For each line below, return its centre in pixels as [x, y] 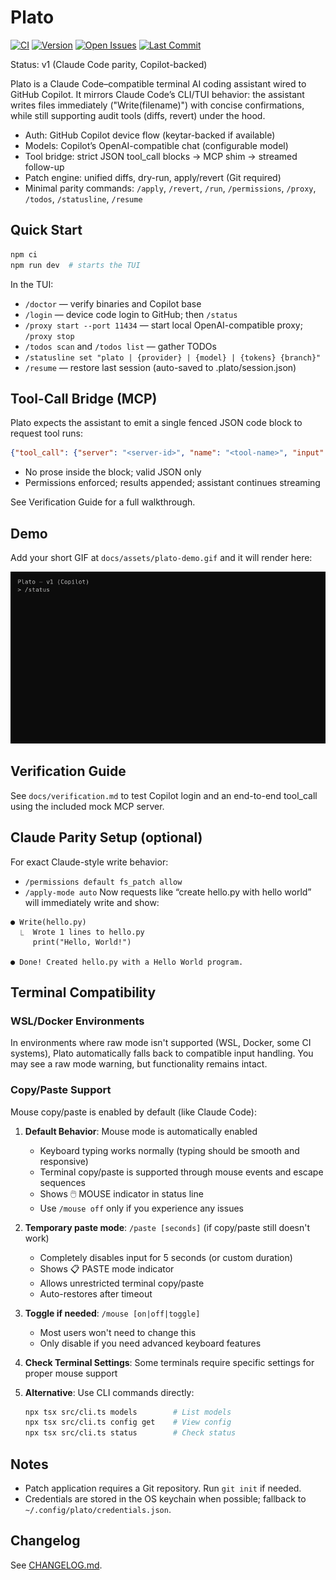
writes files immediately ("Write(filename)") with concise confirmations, [157, 105]
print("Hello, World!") [82, 942]
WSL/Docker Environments [77, 1021]
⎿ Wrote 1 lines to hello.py [82, 932]
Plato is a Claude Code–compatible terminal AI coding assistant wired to [158, 83]
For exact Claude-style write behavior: [89, 862]
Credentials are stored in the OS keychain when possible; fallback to [165, 1498]
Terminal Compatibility [83, 992]
